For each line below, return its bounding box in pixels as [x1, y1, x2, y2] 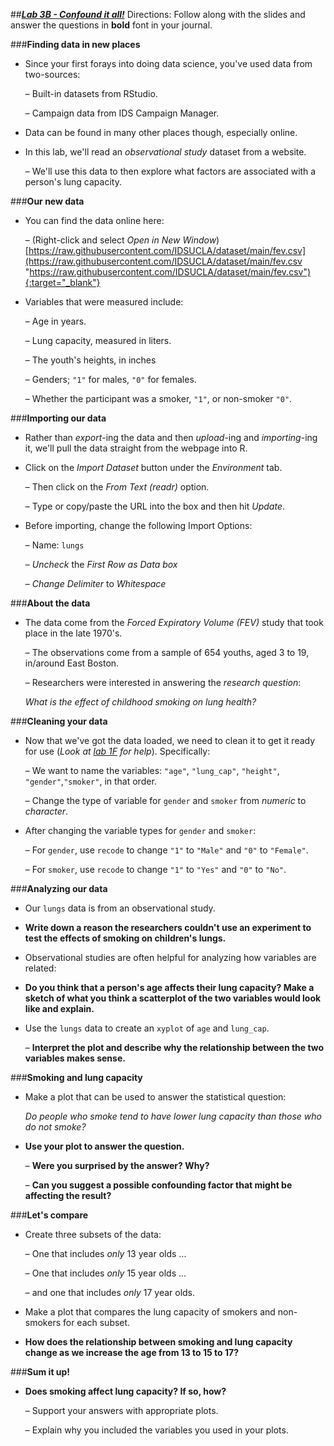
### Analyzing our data [10, 883, 108, 894]
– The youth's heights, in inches [24, 354, 157, 366]
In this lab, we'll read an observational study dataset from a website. [24, 146, 307, 158]
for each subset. [62, 1317, 131, 1328]
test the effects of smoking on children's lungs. [24, 932, 227, 944]
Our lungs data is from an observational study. [24, 902, 216, 914]
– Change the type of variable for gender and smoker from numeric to [24, 795, 307, 806]
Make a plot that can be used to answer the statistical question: [24, 1091, 287, 1103]
